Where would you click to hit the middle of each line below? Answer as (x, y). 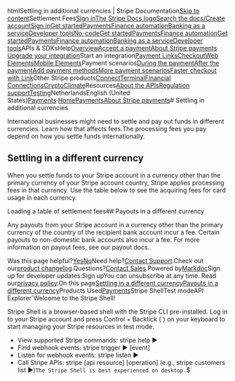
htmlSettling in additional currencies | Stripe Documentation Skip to (103, 11)
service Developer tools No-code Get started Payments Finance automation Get (117, 33)
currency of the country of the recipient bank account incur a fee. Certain (113, 232)
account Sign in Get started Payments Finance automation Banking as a (106, 26)
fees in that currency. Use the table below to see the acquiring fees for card (117, 190)
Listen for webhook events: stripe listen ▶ (78, 355)
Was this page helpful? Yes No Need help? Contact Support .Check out (106, 260)
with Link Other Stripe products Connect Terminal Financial (89, 78)
